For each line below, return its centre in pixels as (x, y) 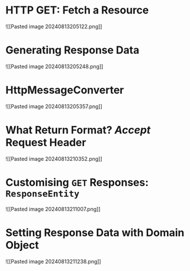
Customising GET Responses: (77, 182)
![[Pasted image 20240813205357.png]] (54, 106)
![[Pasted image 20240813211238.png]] (53, 261)
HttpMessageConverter (65, 90)
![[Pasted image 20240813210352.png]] (54, 158)
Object (22, 245)
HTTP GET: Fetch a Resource (77, 10)
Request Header (46, 143)
